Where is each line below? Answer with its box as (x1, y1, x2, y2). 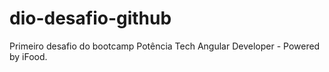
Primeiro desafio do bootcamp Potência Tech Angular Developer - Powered (9, 40, 321, 52)
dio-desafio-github (9, 7, 172, 30)
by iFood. (9, 50, 48, 62)
